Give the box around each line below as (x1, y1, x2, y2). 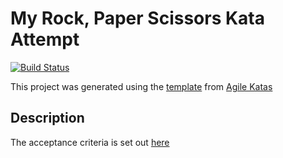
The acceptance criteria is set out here (10, 136, 170, 148)
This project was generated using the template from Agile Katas (10, 80, 273, 92)
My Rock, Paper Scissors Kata (10, 7, 266, 30)
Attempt (10, 28, 80, 51)
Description (10, 110, 85, 127)
